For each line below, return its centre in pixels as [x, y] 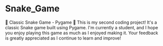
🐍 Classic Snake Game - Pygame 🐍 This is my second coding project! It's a [81, 22]
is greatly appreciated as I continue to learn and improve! [63, 38]
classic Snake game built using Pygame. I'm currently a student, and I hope [81, 27]
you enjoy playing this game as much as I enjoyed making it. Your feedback [82, 33]
